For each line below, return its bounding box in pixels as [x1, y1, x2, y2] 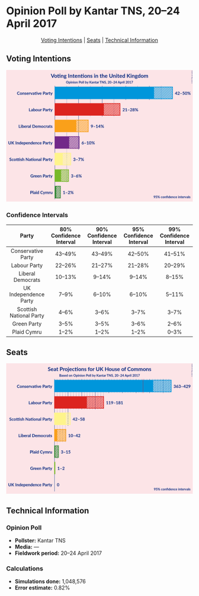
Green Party [12, 320, 42, 327]
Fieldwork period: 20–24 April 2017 [14, 550, 102, 557]
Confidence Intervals [6, 211, 68, 219]
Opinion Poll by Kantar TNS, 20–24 [6, 4, 181, 18]
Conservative [11, 247, 43, 254]
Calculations [6, 564, 43, 573]
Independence [9, 291, 45, 298]
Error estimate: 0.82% [14, 584, 70, 591]
